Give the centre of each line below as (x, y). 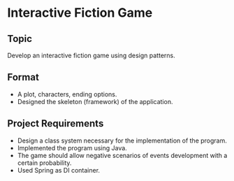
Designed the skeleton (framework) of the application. (95, 101)
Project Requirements (56, 124)
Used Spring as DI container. (58, 170)
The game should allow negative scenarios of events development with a (122, 155)
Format (23, 77)
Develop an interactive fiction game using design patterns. (92, 55)
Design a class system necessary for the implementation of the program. (122, 140)
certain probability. (44, 163)
